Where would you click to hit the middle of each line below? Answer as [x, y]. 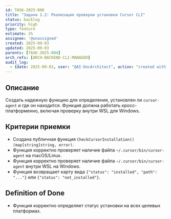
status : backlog [23, 19]
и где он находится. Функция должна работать [69, 105]
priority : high [22, 24]
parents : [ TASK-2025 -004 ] [33, 53]
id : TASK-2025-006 [25, 10]
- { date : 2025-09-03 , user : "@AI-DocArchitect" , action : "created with [88, 67]
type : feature [20, 29]
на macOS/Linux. [44, 155]
